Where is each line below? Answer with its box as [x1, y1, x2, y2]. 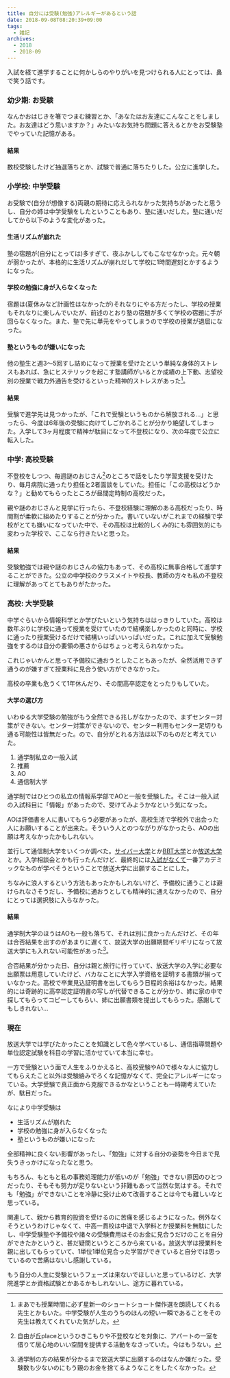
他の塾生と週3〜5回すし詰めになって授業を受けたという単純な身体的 [7, 359, 201, 368]
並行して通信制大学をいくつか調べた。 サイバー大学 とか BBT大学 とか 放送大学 [7, 846, 222, 855]
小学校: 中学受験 [7, 182, 60, 191]
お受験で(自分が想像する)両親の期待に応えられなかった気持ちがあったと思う [7, 198, 222, 206]
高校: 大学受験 [7, 599, 53, 608]
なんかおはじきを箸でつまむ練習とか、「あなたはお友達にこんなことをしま [7, 112, 214, 121]
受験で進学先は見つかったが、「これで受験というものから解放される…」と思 [7, 410, 219, 418]
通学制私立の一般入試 [16, 752, 77, 761]
